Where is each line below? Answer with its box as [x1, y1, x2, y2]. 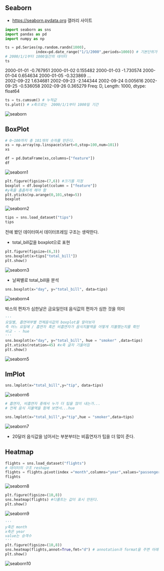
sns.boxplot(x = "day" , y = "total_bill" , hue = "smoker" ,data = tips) [5, 338, 143, 343]
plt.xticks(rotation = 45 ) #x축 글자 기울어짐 [5, 342, 90, 348]
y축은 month [5, 524, 27, 530]
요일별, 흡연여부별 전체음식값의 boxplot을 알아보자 [5, 320, 95, 325]
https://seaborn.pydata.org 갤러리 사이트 [12, 17, 93, 23]
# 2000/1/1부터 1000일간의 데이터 [5, 54, 67, 59]
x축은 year [5, 529, 25, 534]
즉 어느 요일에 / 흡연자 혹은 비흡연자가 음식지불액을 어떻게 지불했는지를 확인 [5, 324, 140, 330]
